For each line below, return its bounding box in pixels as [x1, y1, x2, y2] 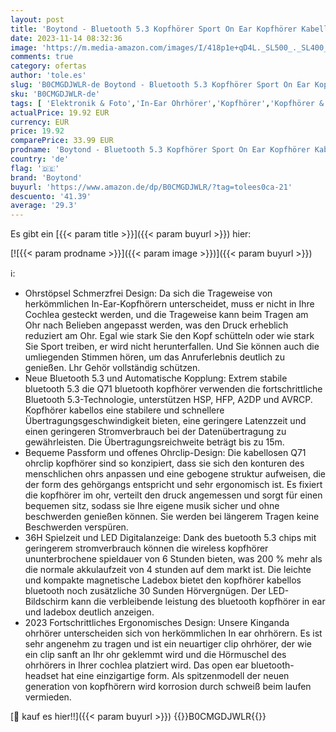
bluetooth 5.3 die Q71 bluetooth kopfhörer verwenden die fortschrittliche [24, 383, 323, 395]
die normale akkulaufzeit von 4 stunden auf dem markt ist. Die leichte [24, 564, 312, 576]
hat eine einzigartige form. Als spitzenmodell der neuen [60, 670, 290, 682]
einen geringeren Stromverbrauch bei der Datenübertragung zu [24, 426, 287, 438]
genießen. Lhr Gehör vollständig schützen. [24, 362, 201, 374]
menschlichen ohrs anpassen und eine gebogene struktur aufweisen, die [24, 468, 327, 480]
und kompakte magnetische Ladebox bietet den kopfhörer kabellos [24, 574, 302, 586]
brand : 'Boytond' [10, 172, 83, 183]
